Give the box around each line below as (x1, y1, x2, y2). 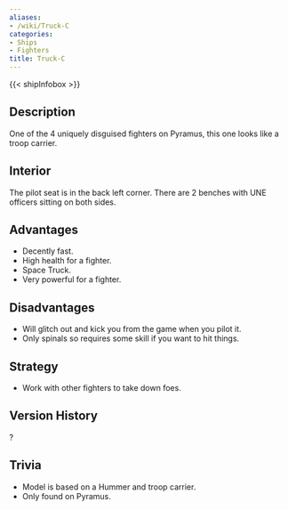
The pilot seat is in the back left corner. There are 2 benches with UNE (9, 187, 267, 198)
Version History (9, 409, 98, 424)
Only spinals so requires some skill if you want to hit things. (21, 333, 240, 344)
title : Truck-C (9, 54, 66, 63)
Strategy (9, 359, 59, 374)
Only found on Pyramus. (21, 490, 111, 501)
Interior (9, 164, 52, 179)
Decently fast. (21, 246, 74, 256)
